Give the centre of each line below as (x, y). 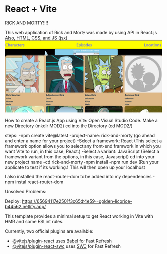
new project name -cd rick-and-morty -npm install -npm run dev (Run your (82, 162)
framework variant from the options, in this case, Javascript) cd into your (80, 157)
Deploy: (13, 201)
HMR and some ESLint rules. (34, 222)
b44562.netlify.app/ (26, 207)
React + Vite (31, 9)
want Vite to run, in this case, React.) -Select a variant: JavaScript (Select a (82, 151)
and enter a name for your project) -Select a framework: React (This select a (83, 141)
